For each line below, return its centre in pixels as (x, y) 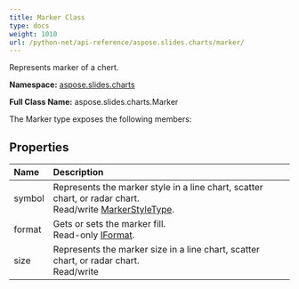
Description (78, 173)
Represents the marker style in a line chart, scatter (158, 188)
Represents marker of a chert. (64, 68)
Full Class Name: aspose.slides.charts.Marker (94, 102)
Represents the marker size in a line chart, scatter (157, 250)
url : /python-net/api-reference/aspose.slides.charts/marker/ (127, 42)
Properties (39, 147)
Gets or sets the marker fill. (109, 224)
